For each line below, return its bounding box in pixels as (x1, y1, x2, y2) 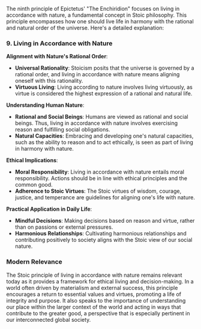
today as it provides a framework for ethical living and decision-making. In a (6, 277, 194, 285)
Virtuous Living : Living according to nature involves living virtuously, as (14, 83, 193, 91)
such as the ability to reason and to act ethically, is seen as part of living (14, 139, 194, 146)
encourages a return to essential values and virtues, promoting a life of (6, 291, 182, 298)
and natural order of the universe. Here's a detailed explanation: (6, 24, 164, 31)
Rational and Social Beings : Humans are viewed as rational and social (14, 113, 188, 121)
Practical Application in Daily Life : (6, 205, 92, 213)
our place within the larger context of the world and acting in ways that (6, 303, 181, 310)
